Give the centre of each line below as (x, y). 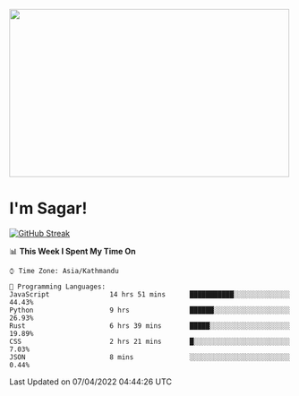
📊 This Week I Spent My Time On (73, 251)
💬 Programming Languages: (57, 287)
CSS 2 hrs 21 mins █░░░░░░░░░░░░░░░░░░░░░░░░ (150, 341)
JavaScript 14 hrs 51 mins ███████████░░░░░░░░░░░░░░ (150, 294)
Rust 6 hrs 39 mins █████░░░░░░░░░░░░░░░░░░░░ (150, 326)
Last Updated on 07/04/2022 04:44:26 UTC (91, 382)
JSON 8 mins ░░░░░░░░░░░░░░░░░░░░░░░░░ (150, 357)
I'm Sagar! (48, 208)
